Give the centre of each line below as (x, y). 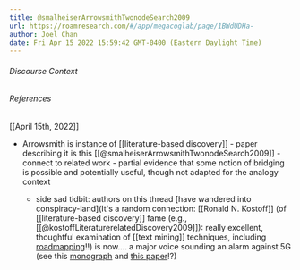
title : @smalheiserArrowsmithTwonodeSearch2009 (100, 17)
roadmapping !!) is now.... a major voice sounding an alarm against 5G (163, 247)
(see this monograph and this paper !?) (106, 257)
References (30, 98)
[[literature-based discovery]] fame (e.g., (111, 218)
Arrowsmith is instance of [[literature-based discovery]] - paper (140, 144)
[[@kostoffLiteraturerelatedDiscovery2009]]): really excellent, (150, 228)
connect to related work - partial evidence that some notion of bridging (153, 163)
